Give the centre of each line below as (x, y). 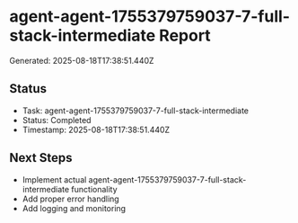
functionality (95, 189)
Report (184, 36)
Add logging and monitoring (74, 208)
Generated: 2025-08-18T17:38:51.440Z (82, 60)
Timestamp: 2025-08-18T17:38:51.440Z (96, 129)
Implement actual (54, 179)
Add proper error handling (70, 199)
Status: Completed (57, 120)
